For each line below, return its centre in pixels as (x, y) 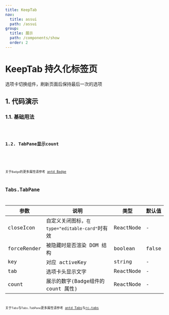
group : (12, 29)
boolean (124, 249)
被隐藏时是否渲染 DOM (72, 245)
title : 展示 (22, 33)
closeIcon (21, 228)
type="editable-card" (72, 228)
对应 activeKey (66, 262)
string (123, 262)
